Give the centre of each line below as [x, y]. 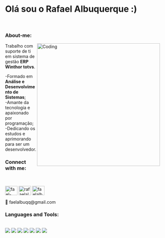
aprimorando [18, 139]
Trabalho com [19, 46]
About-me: [18, 35]
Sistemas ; [15, 97]
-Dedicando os [20, 129]
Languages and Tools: [32, 214]
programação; [19, 123]
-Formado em [19, 77]
